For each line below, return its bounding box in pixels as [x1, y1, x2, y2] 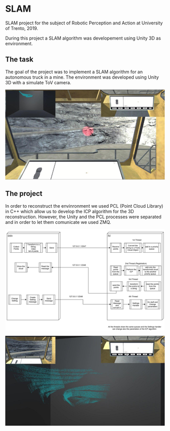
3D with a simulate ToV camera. [5, 79, 72, 85]
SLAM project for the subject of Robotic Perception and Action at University [5, 20, 163, 26]
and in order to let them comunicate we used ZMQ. [5, 219, 111, 225]
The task [5, 55, 34, 64]
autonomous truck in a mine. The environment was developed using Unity [5, 74, 159, 80]
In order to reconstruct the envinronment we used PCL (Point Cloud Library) [5, 203, 163, 209]
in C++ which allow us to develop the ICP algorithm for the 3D [5, 208, 134, 214]
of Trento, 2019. [5, 25, 38, 31]
